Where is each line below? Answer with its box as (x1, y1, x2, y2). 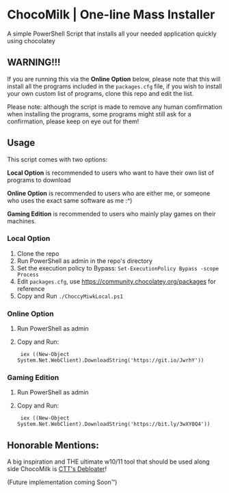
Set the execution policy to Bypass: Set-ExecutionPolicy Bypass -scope (16, 264, 219, 272)
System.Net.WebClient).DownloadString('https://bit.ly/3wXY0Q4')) (16, 421, 211, 428)
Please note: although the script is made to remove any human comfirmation (7, 103, 222, 111)
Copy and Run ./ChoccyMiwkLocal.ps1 (16, 292, 124, 300)
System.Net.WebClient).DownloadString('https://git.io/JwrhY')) (16, 357, 204, 364)
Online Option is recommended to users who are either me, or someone (7, 189, 211, 197)
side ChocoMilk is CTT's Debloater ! (7, 465, 107, 473)
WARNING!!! (7, 57, 61, 68)
